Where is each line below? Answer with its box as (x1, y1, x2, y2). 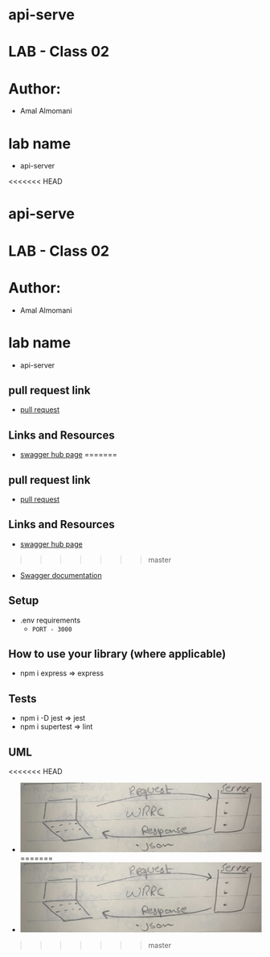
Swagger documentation (19, 570, 102, 580)
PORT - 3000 (31, 625, 72, 634)
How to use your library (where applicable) (8, 647, 227, 660)
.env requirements (19, 615, 81, 625)
